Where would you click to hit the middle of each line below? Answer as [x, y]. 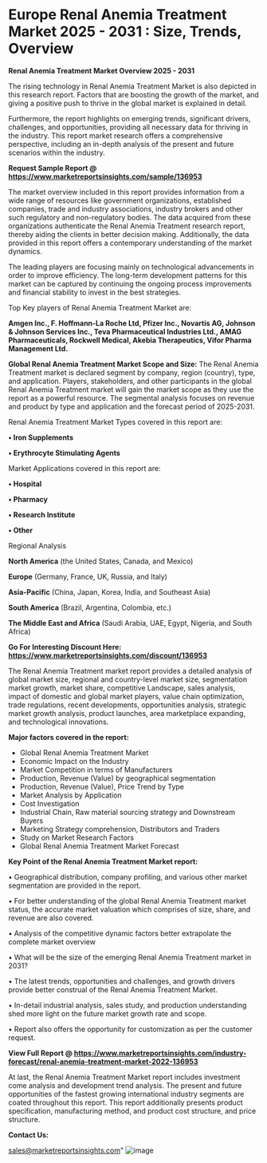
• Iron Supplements [41, 437]
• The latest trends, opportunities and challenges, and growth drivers [122, 981]
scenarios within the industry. [57, 152]
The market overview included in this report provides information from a [126, 192]
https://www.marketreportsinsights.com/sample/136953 [105, 176]
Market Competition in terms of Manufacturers [96, 769]
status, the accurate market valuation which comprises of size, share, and [130, 909]
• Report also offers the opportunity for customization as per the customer [130, 1029]
